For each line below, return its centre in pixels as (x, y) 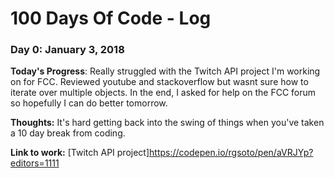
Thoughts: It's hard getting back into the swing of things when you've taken (167, 123)
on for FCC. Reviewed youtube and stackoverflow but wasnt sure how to (159, 82)
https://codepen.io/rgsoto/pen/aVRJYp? (231, 153)
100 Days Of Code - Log (111, 18)
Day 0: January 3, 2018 (67, 50)
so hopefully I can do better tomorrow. (89, 103)
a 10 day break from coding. (68, 133)
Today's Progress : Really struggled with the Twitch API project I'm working (165, 71)
